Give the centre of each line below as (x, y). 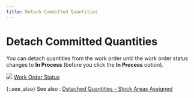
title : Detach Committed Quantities (52, 12)
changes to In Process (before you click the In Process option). (85, 64)
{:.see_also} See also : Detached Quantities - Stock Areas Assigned (89, 88)
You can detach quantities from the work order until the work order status (97, 58)
